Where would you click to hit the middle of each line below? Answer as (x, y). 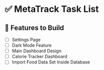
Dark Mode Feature (32, 45)
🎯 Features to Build (34, 28)
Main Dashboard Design (37, 51)
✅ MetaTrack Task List (52, 9)
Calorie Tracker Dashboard (40, 57)
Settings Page (26, 40)
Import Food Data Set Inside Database (51, 62)
